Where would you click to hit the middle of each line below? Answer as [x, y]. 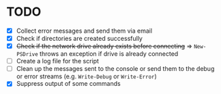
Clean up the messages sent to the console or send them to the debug [115, 69]
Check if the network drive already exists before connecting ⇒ [104, 46]
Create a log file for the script [58, 61]
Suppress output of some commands [68, 84]
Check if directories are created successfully [79, 38]
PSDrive [27, 54]
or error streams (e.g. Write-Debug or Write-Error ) [87, 76]
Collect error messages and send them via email [84, 31]
